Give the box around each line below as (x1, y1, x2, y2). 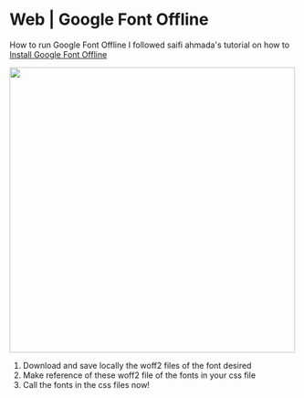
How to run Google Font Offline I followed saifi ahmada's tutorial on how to (9, 39, 290, 50)
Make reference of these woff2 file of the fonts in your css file (22, 370, 257, 381)
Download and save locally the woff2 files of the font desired (22, 360, 252, 371)
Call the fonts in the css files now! (22, 379, 151, 390)
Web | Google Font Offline (9, 9, 209, 30)
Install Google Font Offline (9, 48, 108, 59)
